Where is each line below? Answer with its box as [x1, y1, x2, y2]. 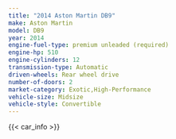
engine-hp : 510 [8, 48, 59, 56]
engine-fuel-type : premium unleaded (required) [8, 41, 170, 49]
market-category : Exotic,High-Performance [8, 85, 151, 94]
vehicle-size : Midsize [8, 93, 84, 101]
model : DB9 [8, 26, 45, 34]
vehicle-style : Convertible [8, 100, 102, 108]
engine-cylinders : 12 [8, 56, 80, 64]
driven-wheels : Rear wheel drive [8, 71, 119, 79]
